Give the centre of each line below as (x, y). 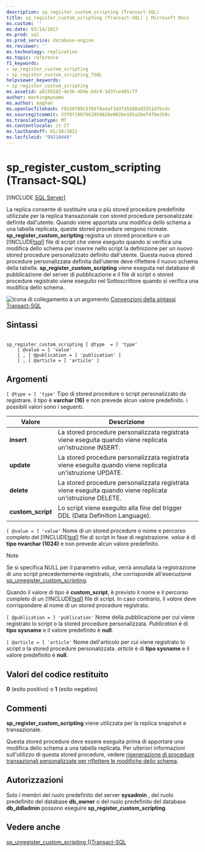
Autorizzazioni (35, 780)
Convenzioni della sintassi (143, 299)
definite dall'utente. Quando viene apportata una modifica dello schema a (99, 222)
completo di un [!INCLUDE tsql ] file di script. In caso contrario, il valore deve (101, 599)
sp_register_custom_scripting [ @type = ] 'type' (72, 344)
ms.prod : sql (23, 35)
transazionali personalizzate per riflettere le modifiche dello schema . (92, 761)
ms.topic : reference (33, 58)
